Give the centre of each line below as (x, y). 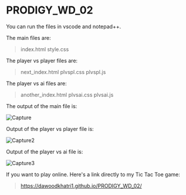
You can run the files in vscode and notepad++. (64, 26)
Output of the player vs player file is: (50, 129)
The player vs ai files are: (36, 83)
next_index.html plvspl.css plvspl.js (63, 72)
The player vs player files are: (42, 60)
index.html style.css (45, 49)
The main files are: (28, 38)
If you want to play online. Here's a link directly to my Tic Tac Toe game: (93, 174)
